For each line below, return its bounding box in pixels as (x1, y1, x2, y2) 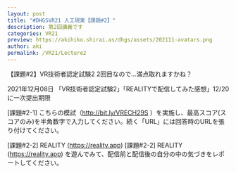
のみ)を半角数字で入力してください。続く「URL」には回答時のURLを (19, 117, 218, 125)
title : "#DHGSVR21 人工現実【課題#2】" (7, 17, 116, 24)
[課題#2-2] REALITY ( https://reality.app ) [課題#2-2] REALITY (7, 141, 183, 149)
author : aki (7, 43, 42, 50)
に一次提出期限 (7, 93, 51, 102)
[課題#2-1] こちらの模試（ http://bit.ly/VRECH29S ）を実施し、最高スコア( (7, 108, 221, 117)
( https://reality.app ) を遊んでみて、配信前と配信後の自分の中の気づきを (7, 149, 213, 158)
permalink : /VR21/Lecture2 (7, 50, 87, 57)
